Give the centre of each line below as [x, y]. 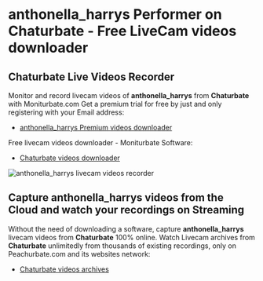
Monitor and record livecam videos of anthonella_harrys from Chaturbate [129, 95]
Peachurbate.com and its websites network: [79, 254]
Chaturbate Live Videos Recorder [91, 77]
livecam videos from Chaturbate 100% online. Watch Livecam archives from [131, 237]
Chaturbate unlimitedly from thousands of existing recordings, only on [122, 246]
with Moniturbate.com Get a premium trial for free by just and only [115, 104]
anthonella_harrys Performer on [115, 15]
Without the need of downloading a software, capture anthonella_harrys [126, 228]
